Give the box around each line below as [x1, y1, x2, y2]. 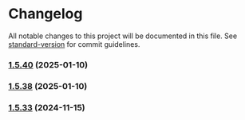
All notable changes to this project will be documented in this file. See [8, 31, 238, 41]
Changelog [8, 5, 83, 23]
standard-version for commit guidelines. [8, 39, 140, 48]
